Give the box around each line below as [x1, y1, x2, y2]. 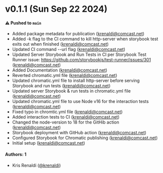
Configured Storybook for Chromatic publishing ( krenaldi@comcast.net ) [12, 135, 158, 141]
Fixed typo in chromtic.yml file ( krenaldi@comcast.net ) [12, 109, 123, 115]
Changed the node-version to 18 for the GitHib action [12, 119, 119, 125]
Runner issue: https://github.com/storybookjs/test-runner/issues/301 [12, 57, 151, 63]
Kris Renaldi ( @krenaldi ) [12, 162, 61, 168]
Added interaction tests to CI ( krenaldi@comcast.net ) [12, 114, 120, 120]
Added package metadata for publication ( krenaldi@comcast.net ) [12, 31, 144, 37]
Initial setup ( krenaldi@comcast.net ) [12, 140, 86, 146]
